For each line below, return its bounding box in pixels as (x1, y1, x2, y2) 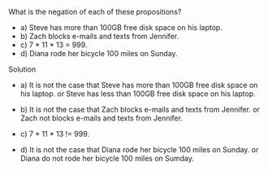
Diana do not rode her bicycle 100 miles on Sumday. (19, 154, 195, 163)
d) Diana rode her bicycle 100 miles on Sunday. (19, 49, 178, 58)
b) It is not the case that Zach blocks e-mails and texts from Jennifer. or (19, 105, 260, 114)
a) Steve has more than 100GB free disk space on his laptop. (19, 23, 223, 32)
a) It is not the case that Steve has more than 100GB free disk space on (19, 81, 258, 90)
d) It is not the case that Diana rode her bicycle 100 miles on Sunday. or (19, 145, 259, 154)
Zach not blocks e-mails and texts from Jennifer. (19, 113, 183, 123)
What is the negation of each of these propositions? (8, 7, 182, 16)
